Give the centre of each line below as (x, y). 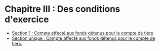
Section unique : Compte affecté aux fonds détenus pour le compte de (83, 38)
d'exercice (27, 19)
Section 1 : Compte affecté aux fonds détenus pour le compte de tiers (82, 33)
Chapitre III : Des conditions (62, 9)
